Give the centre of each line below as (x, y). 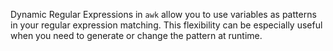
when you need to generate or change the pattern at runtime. (136, 35)
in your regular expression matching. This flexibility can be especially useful (166, 25)
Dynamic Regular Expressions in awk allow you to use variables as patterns (163, 14)
